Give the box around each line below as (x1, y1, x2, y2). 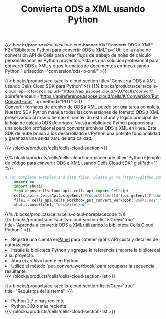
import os (14, 180, 35, 184)
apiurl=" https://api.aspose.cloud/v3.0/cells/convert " (47, 88, 154, 94)
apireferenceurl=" (5, 93, 41, 99)
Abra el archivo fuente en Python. (11, 258, 80, 264)
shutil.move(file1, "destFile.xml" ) (14, 202, 90, 207)
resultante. (5, 268, 27, 274)
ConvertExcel (5, 99, 33, 105)
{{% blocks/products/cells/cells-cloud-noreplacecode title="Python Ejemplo (5, 155, 161, 161)
